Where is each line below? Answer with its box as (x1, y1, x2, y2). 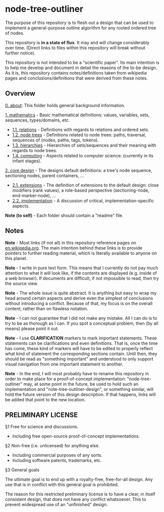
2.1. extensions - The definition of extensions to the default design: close (12, 182, 159, 188)
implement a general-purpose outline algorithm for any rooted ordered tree (5, 25, 157, 30)
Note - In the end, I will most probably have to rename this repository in (5, 370, 149, 376)
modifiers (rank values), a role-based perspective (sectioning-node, (12, 187, 149, 193)
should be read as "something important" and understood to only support (5, 356, 153, 361)
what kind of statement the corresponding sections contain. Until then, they (5, 351, 158, 357)
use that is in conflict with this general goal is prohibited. (5, 482, 119, 487)
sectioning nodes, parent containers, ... (5, 173, 84, 179)
